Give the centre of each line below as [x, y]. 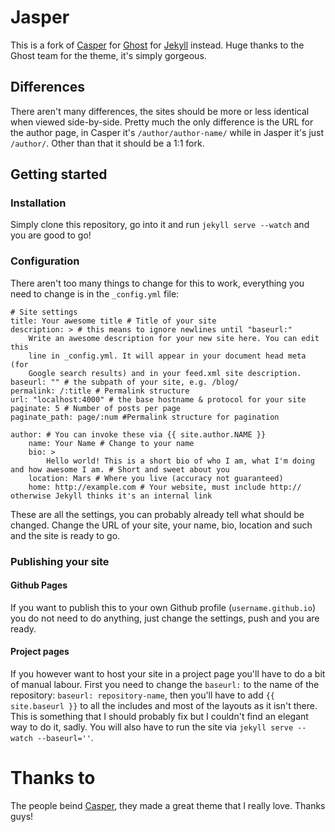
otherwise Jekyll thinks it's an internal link [111, 496]
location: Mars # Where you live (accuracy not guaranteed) [156, 478]
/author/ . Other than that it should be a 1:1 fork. [107, 143]
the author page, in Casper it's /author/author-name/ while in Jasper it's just [167, 132]
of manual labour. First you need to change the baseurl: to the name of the [165, 685]
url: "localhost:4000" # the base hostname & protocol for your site [158, 399]
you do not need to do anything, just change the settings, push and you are [165, 618]
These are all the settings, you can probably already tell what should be [157, 514]
